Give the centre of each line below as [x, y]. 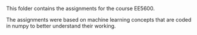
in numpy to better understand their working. [61, 26]
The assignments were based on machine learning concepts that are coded [99, 20]
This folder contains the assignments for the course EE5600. [80, 8]
